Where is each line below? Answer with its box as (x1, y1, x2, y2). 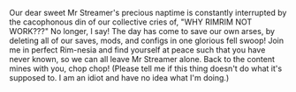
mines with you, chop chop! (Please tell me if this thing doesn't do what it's (9, 63, 283, 74)
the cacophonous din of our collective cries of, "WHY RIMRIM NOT (9, 17, 253, 27)
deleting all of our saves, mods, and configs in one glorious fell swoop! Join (9, 35, 285, 46)
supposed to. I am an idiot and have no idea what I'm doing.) (9, 73, 230, 82)
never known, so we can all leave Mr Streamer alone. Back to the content (9, 54, 276, 64)
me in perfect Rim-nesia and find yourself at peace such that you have (9, 45, 266, 55)
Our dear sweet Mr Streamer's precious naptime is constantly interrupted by (9, 8, 287, 18)
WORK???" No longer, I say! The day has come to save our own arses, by (9, 26, 276, 36)
